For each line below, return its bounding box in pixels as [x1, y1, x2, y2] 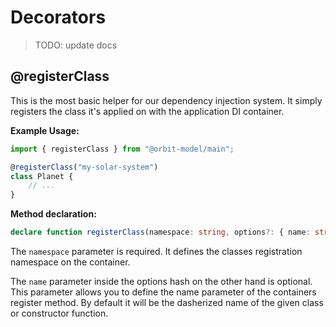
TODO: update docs [34, 39, 118, 51]
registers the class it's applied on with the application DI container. [10, 105, 285, 117]
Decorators [10, 6, 107, 29]
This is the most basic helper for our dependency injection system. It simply [10, 94, 323, 106]
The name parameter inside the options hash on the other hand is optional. [10, 276, 313, 287]
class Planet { [10, 171, 74, 181]
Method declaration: [10, 208, 97, 220]
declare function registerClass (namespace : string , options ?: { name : [10, 227, 311, 238]
